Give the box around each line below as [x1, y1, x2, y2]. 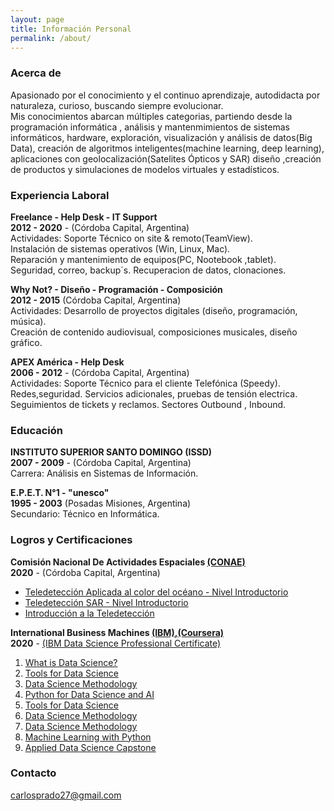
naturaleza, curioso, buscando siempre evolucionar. [10, 99, 224, 111]
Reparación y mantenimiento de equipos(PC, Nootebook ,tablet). [10, 253, 277, 265]
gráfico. [10, 336, 43, 348]
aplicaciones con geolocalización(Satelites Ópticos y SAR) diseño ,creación [10, 152, 322, 165]
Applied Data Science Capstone [24, 741, 157, 753]
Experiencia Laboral [10, 188, 110, 202]
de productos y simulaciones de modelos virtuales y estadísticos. [10, 163, 280, 175]
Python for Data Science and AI [24, 688, 155, 700]
